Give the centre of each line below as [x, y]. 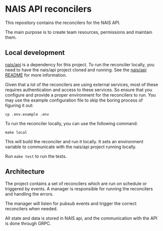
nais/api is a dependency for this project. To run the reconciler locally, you [80, 64]
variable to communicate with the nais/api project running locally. [71, 147]
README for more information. [36, 75]
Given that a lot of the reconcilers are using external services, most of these [81, 84]
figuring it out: [19, 105]
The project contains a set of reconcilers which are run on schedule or [76, 183]
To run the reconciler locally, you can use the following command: [71, 123]
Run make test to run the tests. [36, 156]
